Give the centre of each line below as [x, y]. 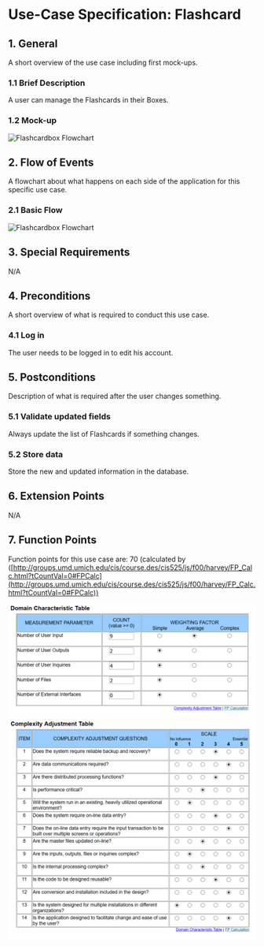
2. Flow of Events [51, 162]
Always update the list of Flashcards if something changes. [104, 434]
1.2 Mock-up [33, 121]
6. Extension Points [56, 496]
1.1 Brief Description [47, 83]
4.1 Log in [26, 335]
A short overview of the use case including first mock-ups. [103, 62]
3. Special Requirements [69, 253]
